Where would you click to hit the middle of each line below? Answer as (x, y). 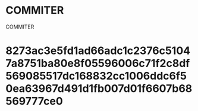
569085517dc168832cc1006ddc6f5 (96, 76)
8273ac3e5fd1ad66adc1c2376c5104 (98, 51)
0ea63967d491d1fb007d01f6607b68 (99, 89)
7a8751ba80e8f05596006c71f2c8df (98, 64)
